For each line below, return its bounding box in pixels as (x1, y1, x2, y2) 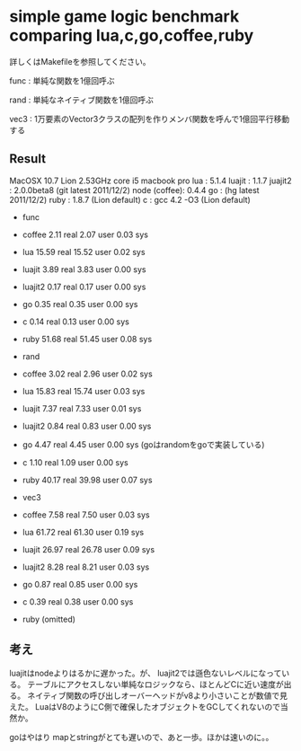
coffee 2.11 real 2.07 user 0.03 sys (22, 229, 148, 240)
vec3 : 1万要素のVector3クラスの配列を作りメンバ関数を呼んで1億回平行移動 (9, 113, 290, 124)
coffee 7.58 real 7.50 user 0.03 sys (22, 509, 150, 520)
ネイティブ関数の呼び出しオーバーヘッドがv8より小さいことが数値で (26, 690, 280, 701)
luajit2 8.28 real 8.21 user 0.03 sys (22, 561, 150, 572)
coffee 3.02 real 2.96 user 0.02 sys (22, 368, 153, 379)
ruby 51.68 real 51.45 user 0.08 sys (22, 333, 153, 344)
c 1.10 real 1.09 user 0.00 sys (22, 456, 128, 468)
